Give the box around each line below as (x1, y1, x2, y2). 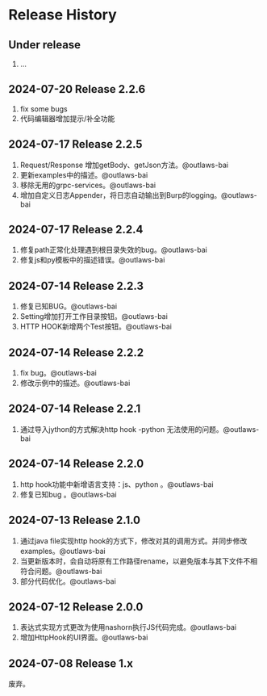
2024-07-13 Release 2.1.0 (8, 514, 141, 527)
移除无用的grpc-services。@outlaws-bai (19, 180, 156, 190)
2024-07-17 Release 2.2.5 (8, 137, 143, 151)
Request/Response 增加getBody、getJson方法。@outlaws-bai (19, 160, 228, 170)
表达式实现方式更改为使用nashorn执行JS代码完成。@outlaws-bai (19, 623, 236, 632)
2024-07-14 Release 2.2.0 (8, 457, 144, 471)
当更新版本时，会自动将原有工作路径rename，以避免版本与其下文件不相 (19, 556, 258, 566)
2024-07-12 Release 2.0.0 (8, 600, 144, 614)
